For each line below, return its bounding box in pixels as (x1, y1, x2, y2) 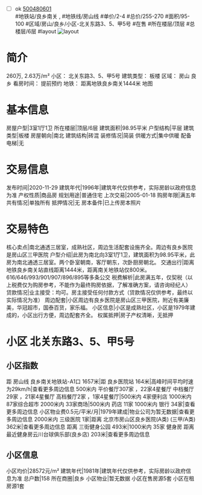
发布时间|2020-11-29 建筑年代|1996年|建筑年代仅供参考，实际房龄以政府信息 (6, 184, 197, 191)
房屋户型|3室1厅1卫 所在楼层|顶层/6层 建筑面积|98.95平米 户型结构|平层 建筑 (6, 124, 195, 132)
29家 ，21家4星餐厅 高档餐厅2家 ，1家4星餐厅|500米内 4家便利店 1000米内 (6, 392, 192, 400)
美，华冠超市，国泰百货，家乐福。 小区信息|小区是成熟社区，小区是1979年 (6, 304, 191, 311)
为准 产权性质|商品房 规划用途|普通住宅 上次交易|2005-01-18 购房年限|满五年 (6, 191, 196, 199)
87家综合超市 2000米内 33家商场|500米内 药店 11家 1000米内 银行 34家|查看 (6, 400, 196, 407)
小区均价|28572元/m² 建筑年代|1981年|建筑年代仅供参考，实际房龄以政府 (6, 467, 186, 474)
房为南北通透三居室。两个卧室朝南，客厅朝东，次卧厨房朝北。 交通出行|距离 (6, 258, 195, 266)
